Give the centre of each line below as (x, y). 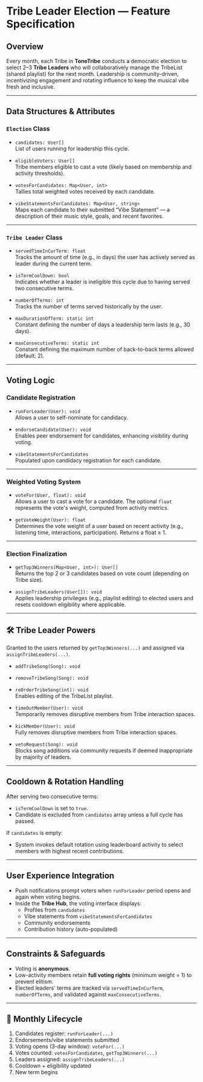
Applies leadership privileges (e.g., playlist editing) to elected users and (104, 598)
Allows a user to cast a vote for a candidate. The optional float (93, 501)
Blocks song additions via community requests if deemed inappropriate (104, 751)
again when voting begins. (48, 897)
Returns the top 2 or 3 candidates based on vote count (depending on (102, 573)
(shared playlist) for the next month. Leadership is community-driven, (93, 74)
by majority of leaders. (43, 757)
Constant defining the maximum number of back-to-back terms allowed (105, 349)
